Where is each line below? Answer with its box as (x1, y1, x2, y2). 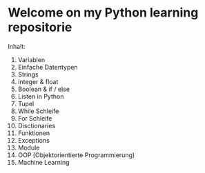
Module (17, 143, 40, 152)
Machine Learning (17, 158, 70, 166)
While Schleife (17, 107, 59, 115)
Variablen (17, 55, 46, 63)
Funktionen (17, 129, 50, 137)
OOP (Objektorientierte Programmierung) (17, 150, 135, 159)
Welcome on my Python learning (8, 5, 199, 21)
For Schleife (17, 114, 52, 122)
